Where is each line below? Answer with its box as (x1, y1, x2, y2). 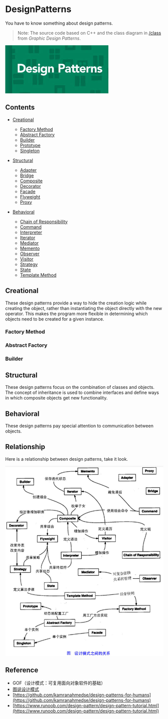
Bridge (20, 172, 34, 178)
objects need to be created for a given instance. (5, 316, 104, 322)
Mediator (20, 240, 39, 246)
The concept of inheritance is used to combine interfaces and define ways (5, 389, 159, 395)
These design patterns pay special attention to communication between (5, 423, 154, 429)
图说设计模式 (12, 686, 39, 692)
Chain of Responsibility (20, 219, 68, 225)
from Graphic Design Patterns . (17, 35, 81, 41)
